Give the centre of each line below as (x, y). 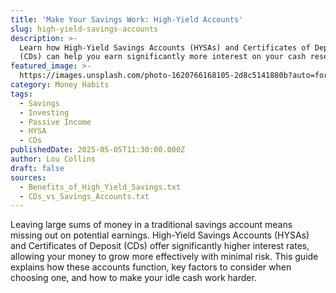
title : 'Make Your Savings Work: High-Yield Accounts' (127, 19)
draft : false (37, 168)
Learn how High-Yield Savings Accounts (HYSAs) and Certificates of (165, 47)
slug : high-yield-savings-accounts (84, 29)
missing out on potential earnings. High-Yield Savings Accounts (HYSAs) (160, 235)
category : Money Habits (60, 85)
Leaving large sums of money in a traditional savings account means (151, 225)
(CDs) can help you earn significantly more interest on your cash (163, 57)
